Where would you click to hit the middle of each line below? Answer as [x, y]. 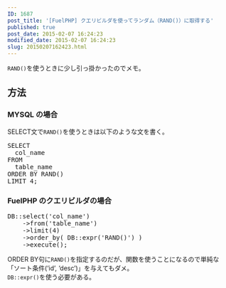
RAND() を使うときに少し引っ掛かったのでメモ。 [76, 68]
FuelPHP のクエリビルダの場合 [60, 201]
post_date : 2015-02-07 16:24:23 [55, 34]
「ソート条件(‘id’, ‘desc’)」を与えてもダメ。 [70, 268]
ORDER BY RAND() [36, 174]
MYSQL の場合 [33, 114]
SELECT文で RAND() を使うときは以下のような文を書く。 [88, 132]
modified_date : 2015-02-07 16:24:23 [61, 41]
